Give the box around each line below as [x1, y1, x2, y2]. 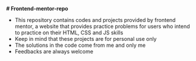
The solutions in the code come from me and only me [14, 41, 146, 49]
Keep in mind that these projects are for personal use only [14, 36, 157, 42]
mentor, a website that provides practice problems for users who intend [14, 23, 190, 30]
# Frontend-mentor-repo [6, 5, 68, 12]
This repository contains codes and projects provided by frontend [14, 17, 176, 23]
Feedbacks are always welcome [14, 48, 94, 55]
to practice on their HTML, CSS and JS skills [14, 29, 124, 36]
